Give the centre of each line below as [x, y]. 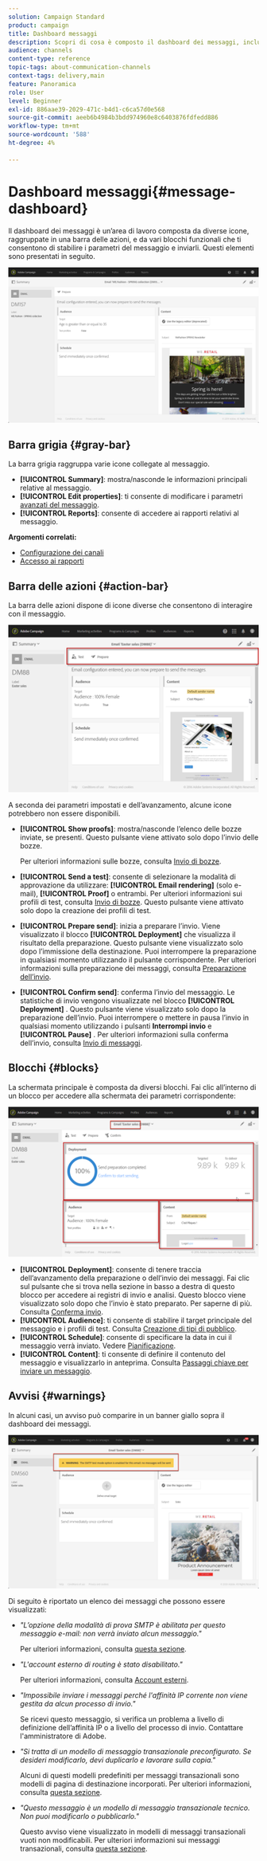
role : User [26, 92]
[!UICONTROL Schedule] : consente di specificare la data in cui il [126, 1337]
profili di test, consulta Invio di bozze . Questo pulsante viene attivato [132, 902]
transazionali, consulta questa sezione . [84, 1848]
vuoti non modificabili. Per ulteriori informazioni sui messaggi [120, 1839]
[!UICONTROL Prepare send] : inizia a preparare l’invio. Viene [120, 926]
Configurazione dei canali [62, 553]
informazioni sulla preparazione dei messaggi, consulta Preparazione [133, 968]
